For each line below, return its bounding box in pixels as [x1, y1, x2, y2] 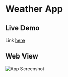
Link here [5, 37, 25, 43]
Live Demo [5, 24, 40, 32]
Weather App [5, 3, 63, 15]
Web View [5, 52, 38, 61]
